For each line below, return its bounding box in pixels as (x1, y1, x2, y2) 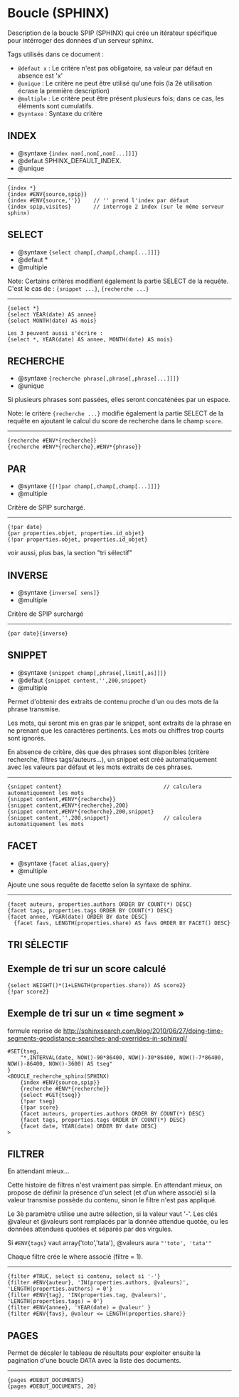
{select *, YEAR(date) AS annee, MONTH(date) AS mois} (7, 336, 174, 343)
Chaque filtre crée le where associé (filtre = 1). (7, 1252, 144, 1261)
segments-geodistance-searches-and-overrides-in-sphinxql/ (7, 1033, 188, 1042)
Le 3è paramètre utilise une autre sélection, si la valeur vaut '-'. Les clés (7, 1210, 218, 1218)
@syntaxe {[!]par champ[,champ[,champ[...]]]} (17, 482, 161, 490)
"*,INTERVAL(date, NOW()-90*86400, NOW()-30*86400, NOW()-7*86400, (20, 1053, 224, 1061)
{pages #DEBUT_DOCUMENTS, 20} (7, 1383, 97, 1391)
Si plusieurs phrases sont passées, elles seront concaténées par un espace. (7, 396, 230, 404)
